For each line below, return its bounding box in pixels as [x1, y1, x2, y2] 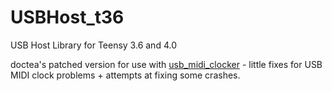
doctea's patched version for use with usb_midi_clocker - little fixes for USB [10, 58, 323, 70]
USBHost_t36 [10, 6, 125, 29]
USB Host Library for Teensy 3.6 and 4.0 [10, 39, 177, 51]
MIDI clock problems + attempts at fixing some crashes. [10, 69, 241, 81]
